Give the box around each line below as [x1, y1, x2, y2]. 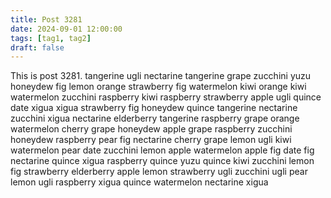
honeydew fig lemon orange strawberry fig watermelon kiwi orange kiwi [10, 81, 307, 93]
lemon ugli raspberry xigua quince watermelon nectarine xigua [10, 176, 269, 188]
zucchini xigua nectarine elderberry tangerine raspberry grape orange [10, 112, 300, 125]
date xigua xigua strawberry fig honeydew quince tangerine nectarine [10, 102, 298, 114]
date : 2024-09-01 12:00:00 [10, 24, 123, 34]
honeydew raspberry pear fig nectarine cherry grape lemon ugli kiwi [10, 134, 292, 146]
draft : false [10, 42, 65, 53]
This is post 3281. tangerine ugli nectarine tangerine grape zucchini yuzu [10, 70, 312, 82]
